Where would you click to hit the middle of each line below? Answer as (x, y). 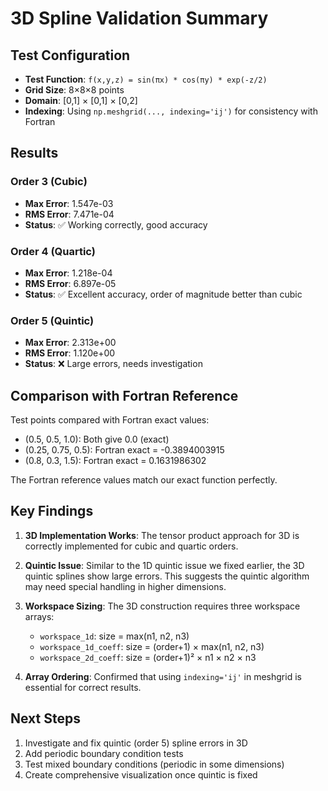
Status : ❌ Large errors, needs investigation (113, 364)
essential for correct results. (83, 687)
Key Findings (52, 511)
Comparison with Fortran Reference (124, 395)
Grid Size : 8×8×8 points (74, 90)
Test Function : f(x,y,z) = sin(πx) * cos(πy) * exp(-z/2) (146, 79)
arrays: (39, 616)
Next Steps (45, 718)
